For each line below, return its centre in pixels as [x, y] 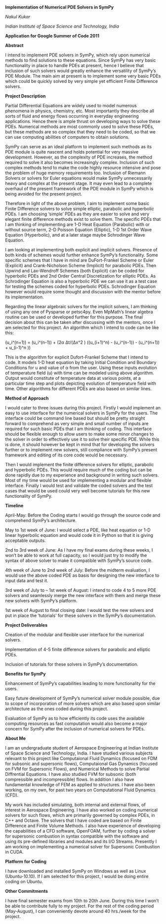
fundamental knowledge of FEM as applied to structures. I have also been [80, 784]
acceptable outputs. [25, 541]
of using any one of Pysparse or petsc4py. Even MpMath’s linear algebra [79, 312]
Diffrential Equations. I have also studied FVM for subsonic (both [71, 774]
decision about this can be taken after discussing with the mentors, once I [80, 322]
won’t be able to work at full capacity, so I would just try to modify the [76, 555]
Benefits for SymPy [25, 674]
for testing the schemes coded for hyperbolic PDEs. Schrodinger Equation [80, 286]
